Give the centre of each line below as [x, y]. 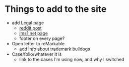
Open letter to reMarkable [38, 43]
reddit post [30, 28]
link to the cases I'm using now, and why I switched [72, 59]
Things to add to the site [56, 9]
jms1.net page [33, 33]
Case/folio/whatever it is [37, 54]
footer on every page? [42, 38]
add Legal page [28, 23]
